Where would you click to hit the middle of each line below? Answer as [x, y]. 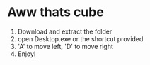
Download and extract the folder [65, 31]
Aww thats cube [56, 12]
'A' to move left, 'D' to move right [65, 46]
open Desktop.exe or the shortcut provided [80, 38]
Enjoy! [27, 54]
